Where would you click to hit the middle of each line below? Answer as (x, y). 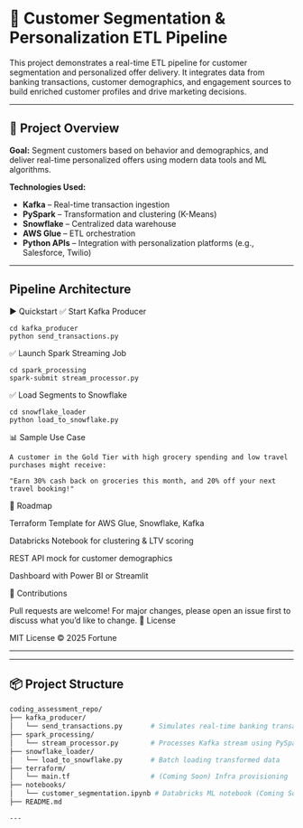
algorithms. (30, 169)
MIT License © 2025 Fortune (63, 637)
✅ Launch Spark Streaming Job (68, 353)
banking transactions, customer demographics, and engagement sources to (150, 81)
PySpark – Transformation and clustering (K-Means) (119, 214)
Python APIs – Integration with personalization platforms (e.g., (138, 242)
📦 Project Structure (67, 684)
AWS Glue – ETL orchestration (79, 233)
